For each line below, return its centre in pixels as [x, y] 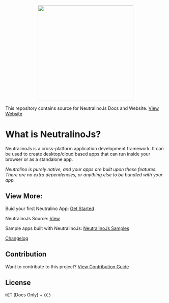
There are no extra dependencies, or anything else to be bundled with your [84, 174]
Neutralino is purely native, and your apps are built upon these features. [81, 169]
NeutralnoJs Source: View [33, 218]
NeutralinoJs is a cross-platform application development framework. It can [84, 148]
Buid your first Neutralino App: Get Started [50, 208]
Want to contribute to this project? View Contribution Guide [67, 266]
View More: [24, 196]
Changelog [17, 238]
